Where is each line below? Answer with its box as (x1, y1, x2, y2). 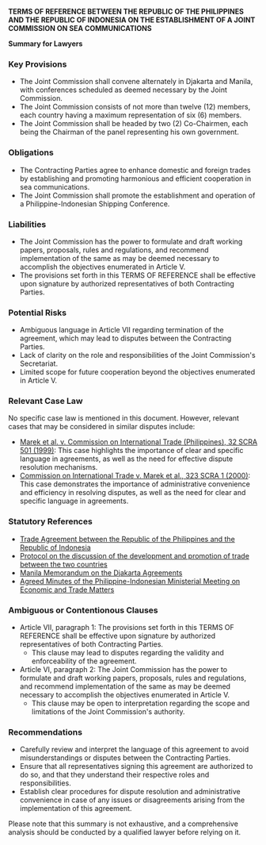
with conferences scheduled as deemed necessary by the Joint (19, 85, 227, 94)
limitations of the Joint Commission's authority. (31, 707, 185, 716)
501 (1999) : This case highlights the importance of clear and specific (19, 446, 244, 455)
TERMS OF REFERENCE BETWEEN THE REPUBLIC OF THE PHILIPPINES (8, 7, 244, 16)
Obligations (8, 147, 54, 158)
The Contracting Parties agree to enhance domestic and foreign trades (19, 165, 251, 175)
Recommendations (8, 727, 83, 737)
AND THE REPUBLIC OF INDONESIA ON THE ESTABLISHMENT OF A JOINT (8, 15, 256, 25)
